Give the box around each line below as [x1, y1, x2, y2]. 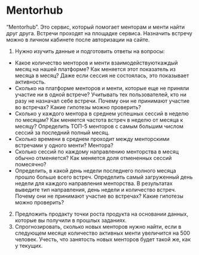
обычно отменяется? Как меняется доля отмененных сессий [14, 154, 172, 161]
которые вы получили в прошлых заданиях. [14, 216, 127, 224]
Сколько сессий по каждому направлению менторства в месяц [14, 148, 179, 155]
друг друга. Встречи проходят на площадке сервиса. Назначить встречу [6, 29, 192, 36]
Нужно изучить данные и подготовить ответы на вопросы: [14, 47, 166, 54]
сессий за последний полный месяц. [14, 129, 110, 136]
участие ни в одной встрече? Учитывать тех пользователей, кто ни [14, 91, 187, 98]
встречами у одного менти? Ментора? [14, 142, 114, 149]
